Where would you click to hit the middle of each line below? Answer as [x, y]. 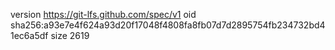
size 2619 [70, 35]
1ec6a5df [29, 35]
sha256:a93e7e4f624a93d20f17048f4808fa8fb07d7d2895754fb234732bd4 [168, 25]
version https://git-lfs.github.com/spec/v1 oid [103, 14]
